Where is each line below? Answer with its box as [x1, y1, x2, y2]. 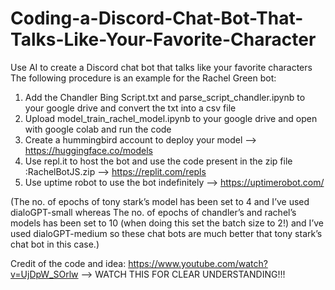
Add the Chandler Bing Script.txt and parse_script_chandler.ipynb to [24, 91, 306, 103]
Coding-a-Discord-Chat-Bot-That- [10, 7, 304, 30]
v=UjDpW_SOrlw [10, 268, 79, 280]
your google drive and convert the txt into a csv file [24, 102, 237, 114]
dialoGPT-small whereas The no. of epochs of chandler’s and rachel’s [10, 206, 297, 218]
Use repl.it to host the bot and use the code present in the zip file [24, 155, 293, 167]
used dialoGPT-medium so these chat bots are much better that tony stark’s [10, 227, 323, 239]
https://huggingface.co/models [24, 144, 153, 156]
